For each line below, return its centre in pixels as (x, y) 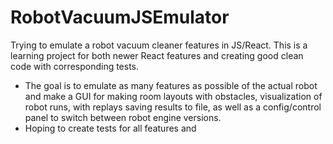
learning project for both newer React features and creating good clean (157, 55)
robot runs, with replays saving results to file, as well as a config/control (173, 107)
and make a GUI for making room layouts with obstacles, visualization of (173, 96)
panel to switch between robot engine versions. (123, 117)
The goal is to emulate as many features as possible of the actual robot (171, 85)
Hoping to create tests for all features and (110, 128)
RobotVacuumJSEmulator (120, 17)
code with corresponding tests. (75, 66)
